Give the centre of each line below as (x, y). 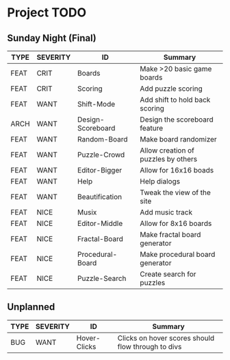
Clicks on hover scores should (166, 338)
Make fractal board (170, 235)
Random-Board (103, 139)
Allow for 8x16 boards (176, 223)
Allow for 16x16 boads (177, 170)
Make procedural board (178, 254)
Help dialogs (160, 181)
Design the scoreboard (177, 120)
